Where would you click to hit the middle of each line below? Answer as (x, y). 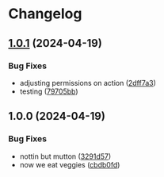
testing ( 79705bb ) (49, 91)
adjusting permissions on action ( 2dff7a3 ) (88, 83)
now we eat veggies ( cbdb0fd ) (70, 164)
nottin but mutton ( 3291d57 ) (65, 156)
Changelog (45, 14)
